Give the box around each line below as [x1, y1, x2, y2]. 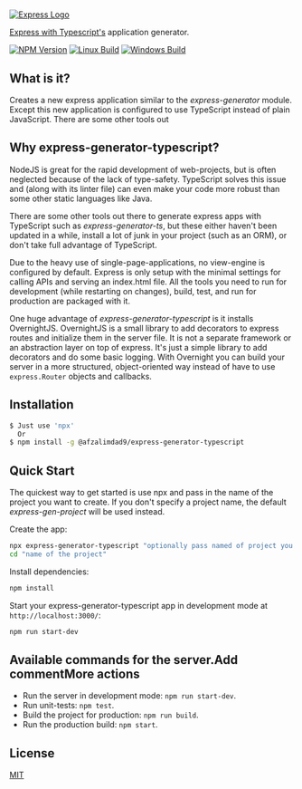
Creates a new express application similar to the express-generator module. [9, 95, 292, 105]
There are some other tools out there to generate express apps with [9, 210, 262, 221]
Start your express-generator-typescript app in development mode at [9, 600, 269, 611]
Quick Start [9, 463, 75, 478]
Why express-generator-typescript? [9, 140, 220, 156]
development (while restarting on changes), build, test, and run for [9, 285, 257, 296]
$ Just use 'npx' [9, 421, 75, 430]
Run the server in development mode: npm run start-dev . [22, 690, 237, 701]
